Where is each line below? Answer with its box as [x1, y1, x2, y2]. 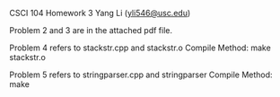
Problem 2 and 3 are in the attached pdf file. [9, 25, 173, 35]
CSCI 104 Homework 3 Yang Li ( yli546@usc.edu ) [9, 8, 191, 18]
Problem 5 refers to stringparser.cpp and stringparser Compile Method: [9, 69, 273, 80]
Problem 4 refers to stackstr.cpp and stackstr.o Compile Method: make [9, 42, 271, 53]
